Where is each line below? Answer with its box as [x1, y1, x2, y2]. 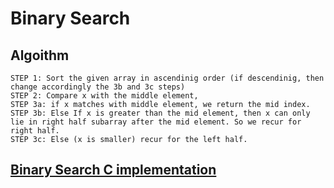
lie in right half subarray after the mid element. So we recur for [10, 117, 302, 127]
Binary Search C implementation [10, 162, 217, 179]
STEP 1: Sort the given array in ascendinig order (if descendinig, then [10, 73, 325, 83]
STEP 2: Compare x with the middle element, [10, 91, 199, 101]
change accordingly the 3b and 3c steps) [10, 82, 186, 92]
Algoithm [10, 47, 70, 64]
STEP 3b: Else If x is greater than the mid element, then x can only [10, 108, 311, 118]
